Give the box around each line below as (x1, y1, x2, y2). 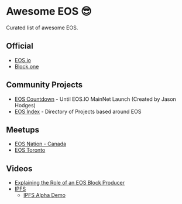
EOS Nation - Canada (14, 140, 66, 148)
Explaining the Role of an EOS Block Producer (14, 179, 125, 186)
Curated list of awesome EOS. (6, 24, 78, 31)
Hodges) (14, 101, 36, 108)
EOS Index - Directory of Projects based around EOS (14, 108, 142, 115)
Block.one (14, 63, 39, 70)
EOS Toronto (14, 147, 46, 154)
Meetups (6, 125, 40, 135)
